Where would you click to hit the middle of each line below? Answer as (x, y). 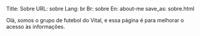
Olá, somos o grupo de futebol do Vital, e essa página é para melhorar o (95, 20)
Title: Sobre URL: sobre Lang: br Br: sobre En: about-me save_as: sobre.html (100, 9)
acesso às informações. (36, 27)
